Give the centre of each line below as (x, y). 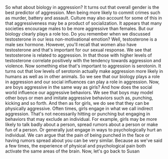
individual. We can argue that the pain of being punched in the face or (77, 135)
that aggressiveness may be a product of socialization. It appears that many (83, 23)
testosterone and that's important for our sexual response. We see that (78, 50)
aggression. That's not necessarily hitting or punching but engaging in (78, 114)
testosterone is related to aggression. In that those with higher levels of (78, 55)
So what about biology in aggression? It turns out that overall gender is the (82, 7)
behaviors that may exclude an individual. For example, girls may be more (81, 119)
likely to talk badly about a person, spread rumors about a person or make (81, 124)
